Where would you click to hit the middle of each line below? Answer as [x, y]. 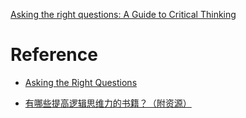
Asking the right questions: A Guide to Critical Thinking [123, 14]
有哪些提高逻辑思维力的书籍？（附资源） [108, 103]
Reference [54, 55]
